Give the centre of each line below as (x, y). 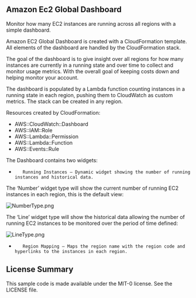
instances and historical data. (54, 177)
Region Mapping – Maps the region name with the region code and (104, 246)
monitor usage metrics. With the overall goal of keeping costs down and (93, 71)
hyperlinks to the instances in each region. (71, 251)
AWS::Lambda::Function (44, 142)
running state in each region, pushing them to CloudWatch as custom (90, 95)
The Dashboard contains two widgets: (52, 160)
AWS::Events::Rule (37, 149)
